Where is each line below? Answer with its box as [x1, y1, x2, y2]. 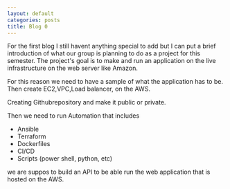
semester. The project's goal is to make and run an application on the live [7, 57, 216, 65]
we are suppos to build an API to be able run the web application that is [7, 168, 211, 177]
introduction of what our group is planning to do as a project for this [7, 49, 201, 57]
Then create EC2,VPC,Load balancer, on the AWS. [7, 84, 151, 93]
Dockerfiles [17, 140, 51, 148]
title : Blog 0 [7, 23, 48, 30]
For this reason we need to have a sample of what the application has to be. [7, 78, 224, 86]
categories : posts [7, 17, 60, 24]
